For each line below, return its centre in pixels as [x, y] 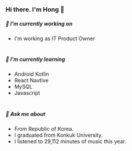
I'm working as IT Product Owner [55, 38]
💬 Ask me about [26, 114]
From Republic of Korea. [44, 129]
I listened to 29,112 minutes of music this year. [70, 142]
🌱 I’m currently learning [35, 59]
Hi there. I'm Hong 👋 [35, 9]
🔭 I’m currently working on [39, 24]
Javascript [27, 93]
